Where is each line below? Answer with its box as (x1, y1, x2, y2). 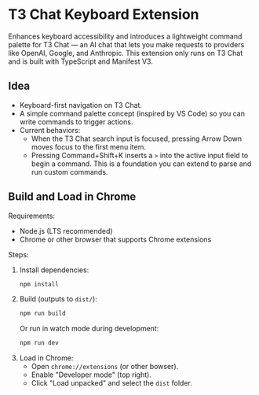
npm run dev (19, 339, 59, 347)
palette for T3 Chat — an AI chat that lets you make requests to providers (8, 39, 245, 49)
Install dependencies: (19, 265, 89, 275)
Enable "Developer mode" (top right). (31, 370, 151, 379)
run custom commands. (31, 167, 108, 176)
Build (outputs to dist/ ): (19, 294, 98, 304)
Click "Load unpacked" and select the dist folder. (31, 378, 192, 388)
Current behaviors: (19, 125, 81, 135)
